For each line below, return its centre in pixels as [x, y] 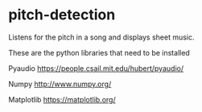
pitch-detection [62, 15]
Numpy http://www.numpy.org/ [60, 84]
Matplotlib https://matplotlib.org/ [62, 99]
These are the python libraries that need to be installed [99, 52]
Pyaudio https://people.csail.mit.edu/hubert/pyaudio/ [96, 68]
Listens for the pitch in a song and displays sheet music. [101, 37]
